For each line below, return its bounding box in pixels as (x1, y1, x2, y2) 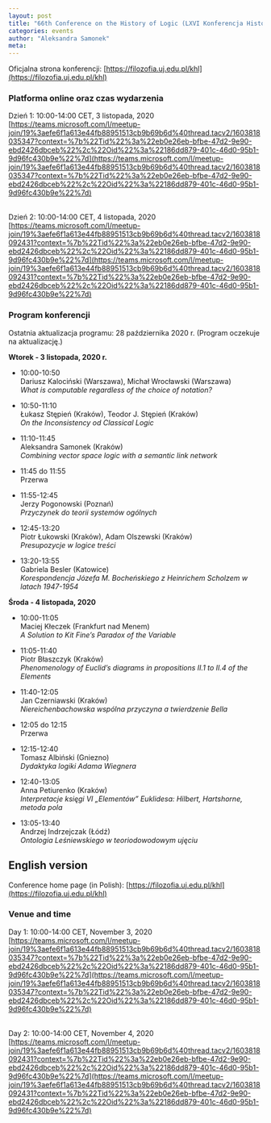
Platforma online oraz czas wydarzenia (8, 93, 164, 104)
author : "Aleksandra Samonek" (8, 34, 110, 43)
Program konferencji (8, 310, 90, 321)
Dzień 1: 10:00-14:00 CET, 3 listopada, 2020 (8, 111, 155, 121)
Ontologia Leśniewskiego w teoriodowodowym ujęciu (19, 835, 198, 845)
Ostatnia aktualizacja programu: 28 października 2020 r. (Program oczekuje (8, 328, 261, 337)
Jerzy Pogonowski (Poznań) (19, 499, 115, 508)
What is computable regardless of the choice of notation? (19, 385, 212, 395)
